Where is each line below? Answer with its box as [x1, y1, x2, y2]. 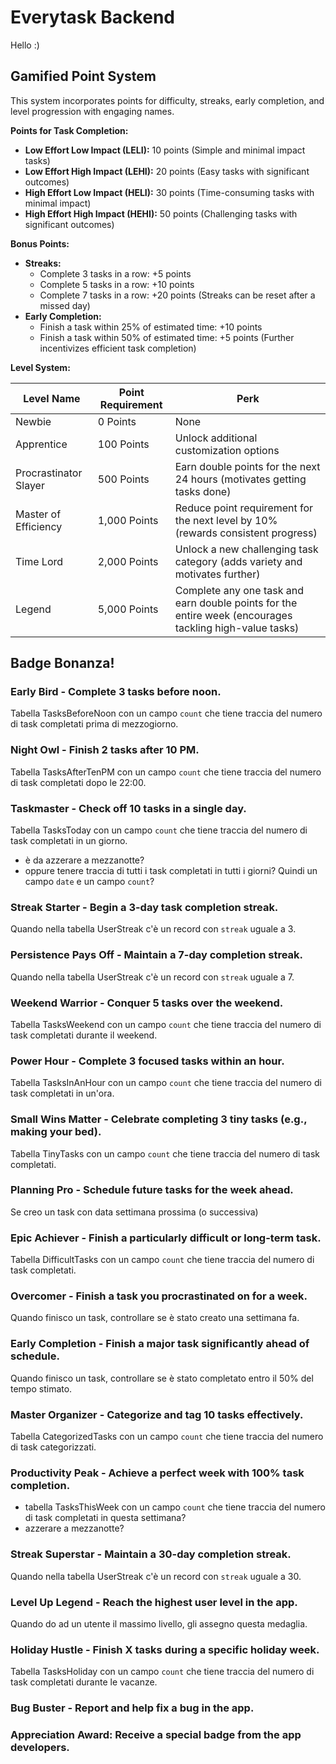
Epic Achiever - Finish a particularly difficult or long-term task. [10, 1231, 322, 1245]
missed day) [39, 299, 91, 311]
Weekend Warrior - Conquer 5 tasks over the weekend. [10, 996, 284, 1010]
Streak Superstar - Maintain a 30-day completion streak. [10, 1547, 292, 1561]
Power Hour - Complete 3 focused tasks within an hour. [10, 1054, 285, 1068]
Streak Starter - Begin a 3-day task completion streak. [10, 900, 279, 914]
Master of [15, 507, 62, 521]
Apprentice [15, 437, 68, 451]
